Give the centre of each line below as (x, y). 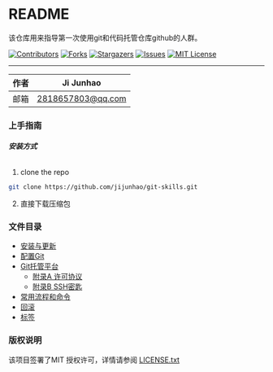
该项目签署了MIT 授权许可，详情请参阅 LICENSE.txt (94, 360)
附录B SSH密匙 (57, 287)
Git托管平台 (39, 266)
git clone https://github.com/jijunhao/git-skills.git (103, 187)
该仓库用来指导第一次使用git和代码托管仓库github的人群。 (105, 37)
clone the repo (45, 173)
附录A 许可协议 (57, 277)
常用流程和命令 (45, 297)
